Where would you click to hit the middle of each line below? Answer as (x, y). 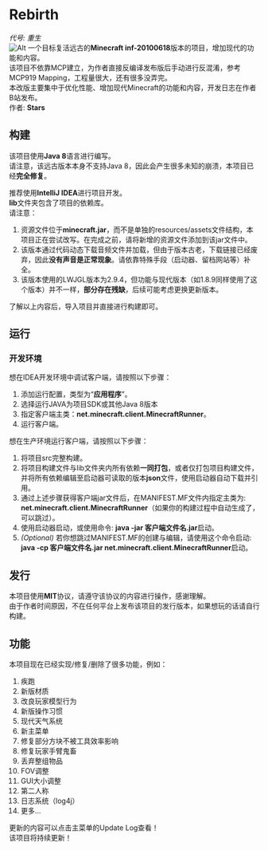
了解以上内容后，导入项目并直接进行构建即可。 (85, 306)
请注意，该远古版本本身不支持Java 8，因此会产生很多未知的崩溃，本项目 (128, 166)
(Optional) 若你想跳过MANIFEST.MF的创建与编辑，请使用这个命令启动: (136, 538)
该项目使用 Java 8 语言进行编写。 (62, 155)
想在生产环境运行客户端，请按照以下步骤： (79, 441)
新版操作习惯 (41, 711)
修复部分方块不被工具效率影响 (69, 741)
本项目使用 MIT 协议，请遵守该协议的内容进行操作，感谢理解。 (110, 596)
